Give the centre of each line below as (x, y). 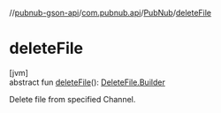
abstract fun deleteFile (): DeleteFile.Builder (87, 82)
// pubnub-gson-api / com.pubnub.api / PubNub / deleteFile (110, 13)
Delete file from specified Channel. (72, 99)
